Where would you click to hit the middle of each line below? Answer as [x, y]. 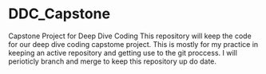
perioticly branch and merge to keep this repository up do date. [113, 61]
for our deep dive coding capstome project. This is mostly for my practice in [133, 44]
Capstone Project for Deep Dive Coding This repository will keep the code [130, 36]
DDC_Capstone [59, 14]
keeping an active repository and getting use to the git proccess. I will [123, 53]
